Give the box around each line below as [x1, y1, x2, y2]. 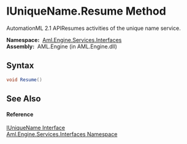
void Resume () [6, 76, 43, 83]
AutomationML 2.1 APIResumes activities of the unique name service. [6, 24, 181, 32]
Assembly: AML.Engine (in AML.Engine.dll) [6, 43, 118, 50]
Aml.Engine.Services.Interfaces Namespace [6, 131, 118, 138]
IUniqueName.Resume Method [6, 4, 167, 18]
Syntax [6, 60, 34, 71]
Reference [6, 110, 34, 118]
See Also [6, 93, 41, 104]
